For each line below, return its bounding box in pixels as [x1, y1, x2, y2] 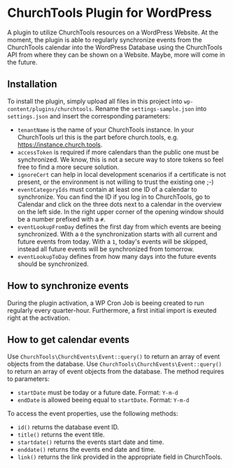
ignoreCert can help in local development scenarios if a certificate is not [17, 170, 226, 178]
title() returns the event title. [17, 430, 105, 439]
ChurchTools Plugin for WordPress [7, 5, 212, 21]
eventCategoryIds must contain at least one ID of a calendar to [17, 185, 197, 194]
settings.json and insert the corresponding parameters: [7, 112, 170, 120]
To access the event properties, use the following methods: [7, 409, 178, 418]
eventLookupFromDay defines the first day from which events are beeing [17, 222, 222, 231]
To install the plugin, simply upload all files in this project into [7, 97, 183, 105]
